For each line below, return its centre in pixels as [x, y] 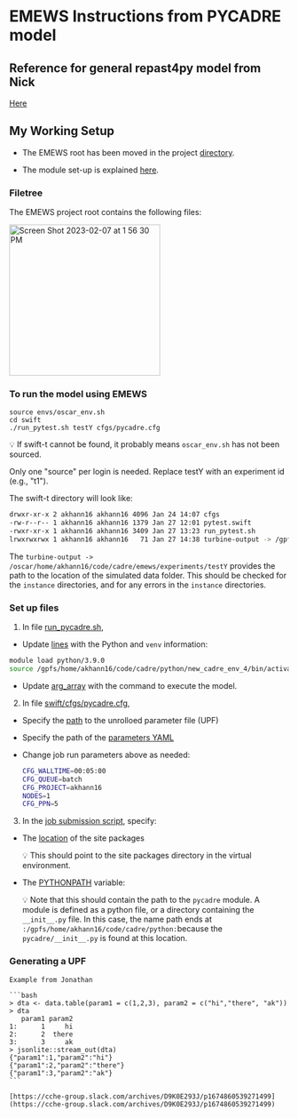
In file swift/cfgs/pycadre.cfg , [76, 703]
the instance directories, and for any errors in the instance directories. [138, 585]
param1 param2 [47, 1018]
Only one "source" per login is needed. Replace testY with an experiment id [147, 472]
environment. [46, 866]
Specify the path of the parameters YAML [98, 737]
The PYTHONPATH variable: [74, 882]
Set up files [34, 608]
